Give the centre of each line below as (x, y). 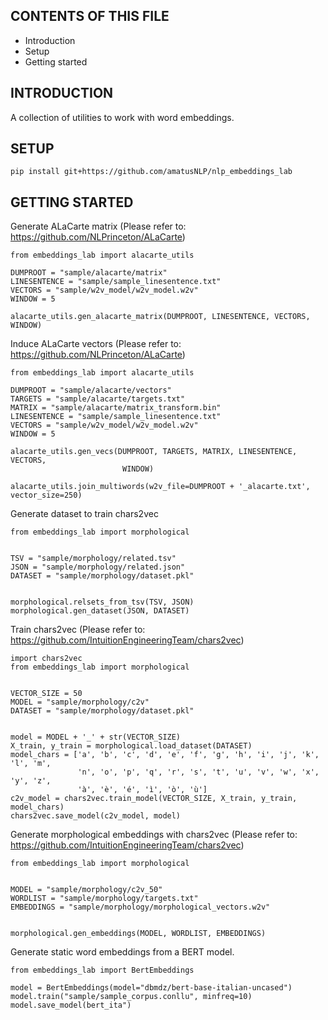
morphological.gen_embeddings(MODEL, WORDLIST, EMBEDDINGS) (138, 934)
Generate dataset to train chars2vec (84, 514)
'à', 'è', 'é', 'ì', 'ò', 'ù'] (142, 790)
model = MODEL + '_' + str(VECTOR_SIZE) (96, 737)
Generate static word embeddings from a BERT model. (122, 952)
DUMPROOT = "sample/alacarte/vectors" (91, 390)
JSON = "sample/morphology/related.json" (98, 567)
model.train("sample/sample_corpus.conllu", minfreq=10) (131, 997)
